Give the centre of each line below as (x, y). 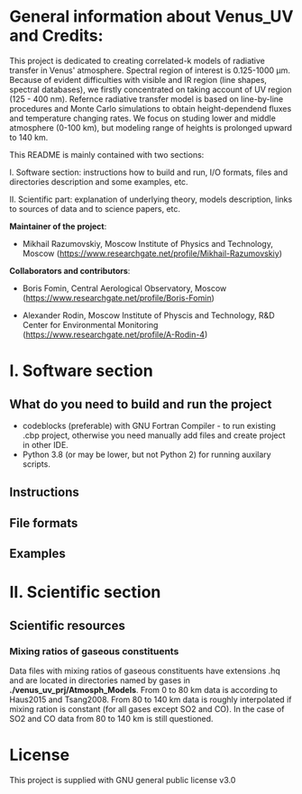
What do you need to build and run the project (141, 404)
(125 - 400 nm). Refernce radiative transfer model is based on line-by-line (146, 99)
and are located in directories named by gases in (100, 680)
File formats (44, 523)
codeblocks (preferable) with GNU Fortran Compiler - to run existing (149, 425)
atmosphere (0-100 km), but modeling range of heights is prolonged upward (151, 127)
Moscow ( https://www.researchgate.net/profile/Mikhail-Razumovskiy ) (152, 253)
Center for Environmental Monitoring (90, 324)
